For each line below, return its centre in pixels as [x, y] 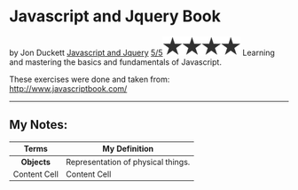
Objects [36, 162]
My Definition [128, 149]
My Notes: [39, 125]
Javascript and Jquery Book [115, 16]
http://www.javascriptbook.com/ [68, 88]
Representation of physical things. [128, 162]
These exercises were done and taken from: [90, 79]
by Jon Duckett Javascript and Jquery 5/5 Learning [142, 52]
